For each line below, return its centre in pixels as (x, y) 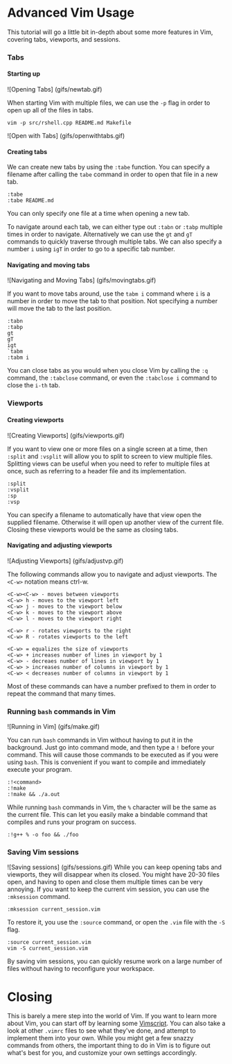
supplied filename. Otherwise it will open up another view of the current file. (115, 522)
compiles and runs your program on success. (72, 822)
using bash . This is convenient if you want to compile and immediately (107, 762)
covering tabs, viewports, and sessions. (64, 39)
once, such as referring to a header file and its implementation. (97, 471)
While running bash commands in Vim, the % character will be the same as (112, 807)
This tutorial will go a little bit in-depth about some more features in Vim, (110, 32)
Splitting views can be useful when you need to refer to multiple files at (108, 464)
